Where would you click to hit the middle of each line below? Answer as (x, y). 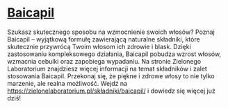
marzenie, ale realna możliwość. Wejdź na (67, 83)
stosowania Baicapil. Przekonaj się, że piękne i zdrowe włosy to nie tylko (111, 76)
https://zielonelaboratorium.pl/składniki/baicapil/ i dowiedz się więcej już (111, 91)
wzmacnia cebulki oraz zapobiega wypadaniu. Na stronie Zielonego (104, 61)
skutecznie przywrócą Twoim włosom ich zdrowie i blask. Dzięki (99, 46)
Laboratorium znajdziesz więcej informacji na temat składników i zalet (107, 69)
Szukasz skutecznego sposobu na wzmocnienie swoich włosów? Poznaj (111, 32)
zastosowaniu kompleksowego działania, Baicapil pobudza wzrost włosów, (114, 54)
